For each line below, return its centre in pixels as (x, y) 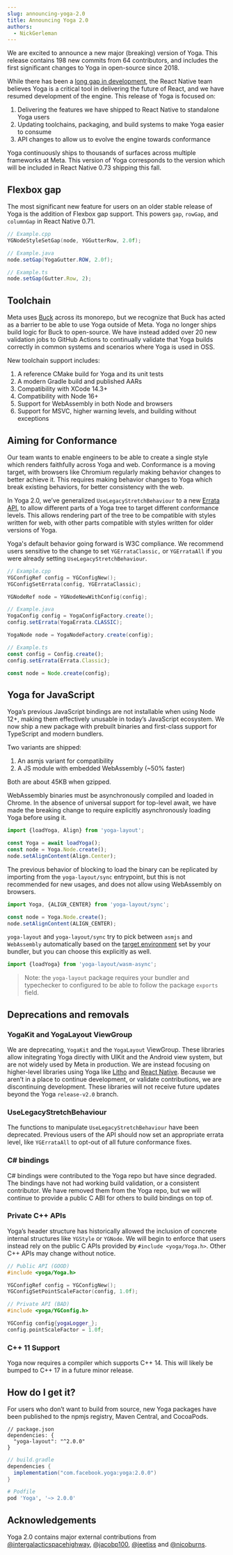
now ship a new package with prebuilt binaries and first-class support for (112, 727)
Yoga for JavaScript (51, 695)
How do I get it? (41, 1392)
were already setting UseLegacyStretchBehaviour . (77, 558)
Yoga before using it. (37, 818)
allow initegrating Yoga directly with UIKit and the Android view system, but (115, 1057)
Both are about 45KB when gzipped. (59, 782)
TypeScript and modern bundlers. (56, 734)
